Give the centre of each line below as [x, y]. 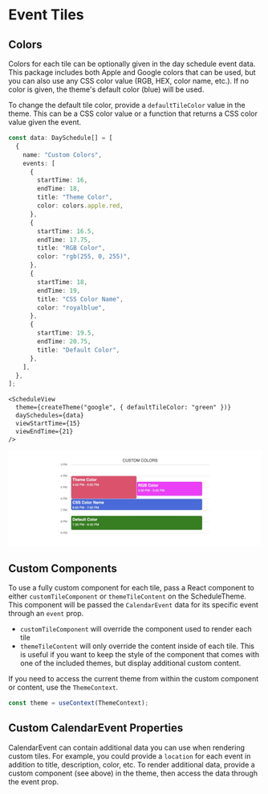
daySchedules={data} [50, 416]
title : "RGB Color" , [71, 248]
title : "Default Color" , [79, 350]
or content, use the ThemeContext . [63, 687]
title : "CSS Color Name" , [81, 299]
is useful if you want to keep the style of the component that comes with [139, 655]
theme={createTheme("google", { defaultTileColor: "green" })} [123, 408]
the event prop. [34, 781]
